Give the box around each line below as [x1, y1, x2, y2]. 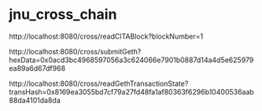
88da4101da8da [9, 95, 61, 105]
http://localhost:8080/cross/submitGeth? [9, 46, 142, 56]
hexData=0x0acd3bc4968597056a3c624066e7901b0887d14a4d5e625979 [9, 55, 254, 65]
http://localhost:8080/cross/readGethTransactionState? [9, 79, 189, 88]
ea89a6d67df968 [9, 63, 66, 72]
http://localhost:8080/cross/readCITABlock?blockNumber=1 [9, 31, 204, 41]
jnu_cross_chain [9, 6, 117, 24]
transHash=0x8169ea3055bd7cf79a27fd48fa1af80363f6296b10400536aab [9, 87, 254, 96]
